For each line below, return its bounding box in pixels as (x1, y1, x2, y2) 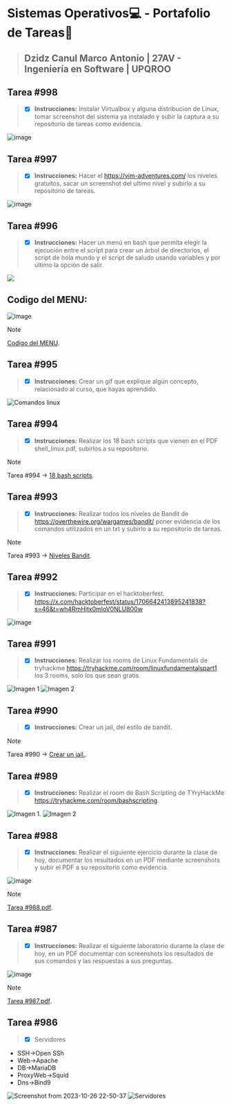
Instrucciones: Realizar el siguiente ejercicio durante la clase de (34, 848, 218, 856)
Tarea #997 (7, 153, 57, 165)
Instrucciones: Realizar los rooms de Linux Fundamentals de (34, 656, 208, 664)
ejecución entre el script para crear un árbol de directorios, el (34, 246, 209, 255)
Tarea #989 (7, 770, 59, 782)
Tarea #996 (7, 220, 59, 232)
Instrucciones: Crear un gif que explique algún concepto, (34, 377, 199, 385)
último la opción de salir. (34, 261, 104, 269)
